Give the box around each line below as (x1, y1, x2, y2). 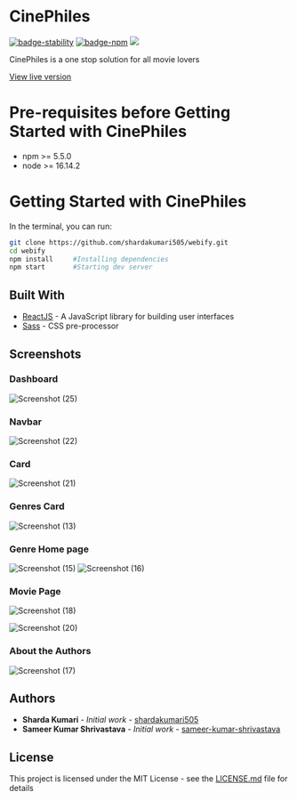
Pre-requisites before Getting (9, 102, 231, 123)
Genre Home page (9, 543, 89, 555)
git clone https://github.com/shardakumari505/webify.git (9, 238, 229, 246)
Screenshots (9, 346, 82, 361)
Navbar (9, 416, 43, 428)
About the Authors (9, 645, 92, 658)
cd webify (9, 246, 46, 255)
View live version (9, 71, 72, 82)
